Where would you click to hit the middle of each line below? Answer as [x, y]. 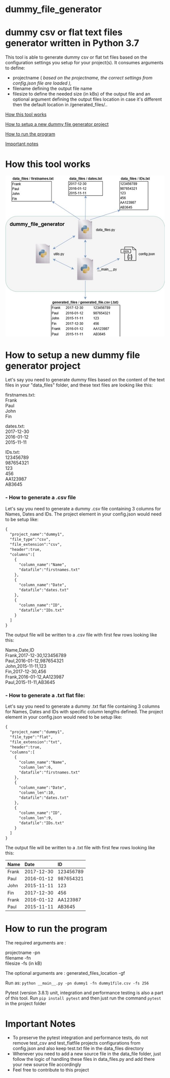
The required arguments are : [36, 942]
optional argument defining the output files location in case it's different [87, 99]
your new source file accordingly [47, 1065]
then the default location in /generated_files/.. [60, 105]
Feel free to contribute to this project [51, 1070]
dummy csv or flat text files [64, 33]
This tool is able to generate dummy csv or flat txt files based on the [76, 57]
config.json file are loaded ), [42, 83]
